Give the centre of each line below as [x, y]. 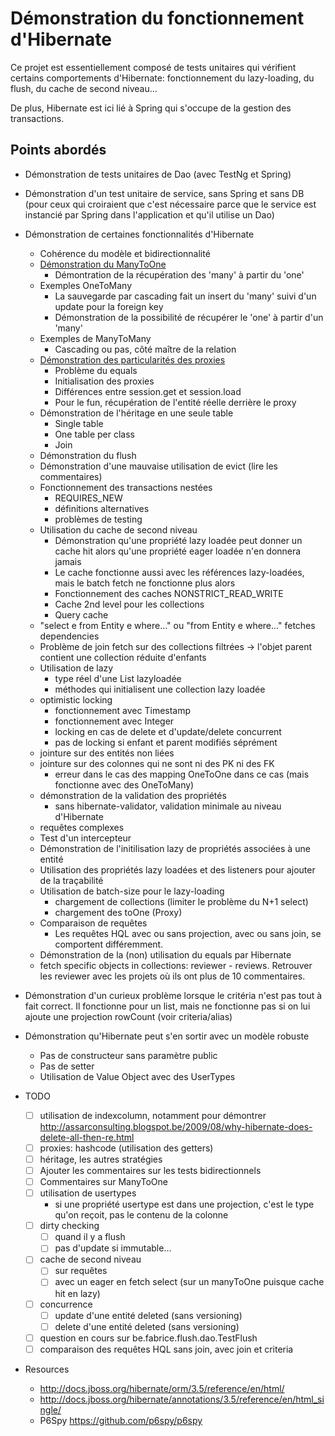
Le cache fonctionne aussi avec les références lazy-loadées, [179, 572]
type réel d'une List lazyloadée [118, 678]
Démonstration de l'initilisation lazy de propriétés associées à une [175, 848]
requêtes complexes [82, 827]
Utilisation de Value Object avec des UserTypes [137, 1076]
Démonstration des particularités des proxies [132, 359]
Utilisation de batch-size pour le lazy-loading [132, 891]
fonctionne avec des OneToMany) [124, 784]
